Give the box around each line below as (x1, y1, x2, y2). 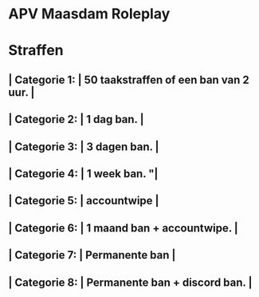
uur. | (8, 85, 35, 99)
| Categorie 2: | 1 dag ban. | (8, 113, 145, 126)
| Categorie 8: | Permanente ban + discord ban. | (8, 275, 253, 289)
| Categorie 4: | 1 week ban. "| (8, 167, 159, 180)
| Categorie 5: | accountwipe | (8, 194, 159, 208)
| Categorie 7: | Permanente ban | (8, 248, 176, 262)
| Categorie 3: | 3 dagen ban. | (8, 140, 159, 153)
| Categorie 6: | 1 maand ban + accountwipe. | (8, 221, 239, 235)
